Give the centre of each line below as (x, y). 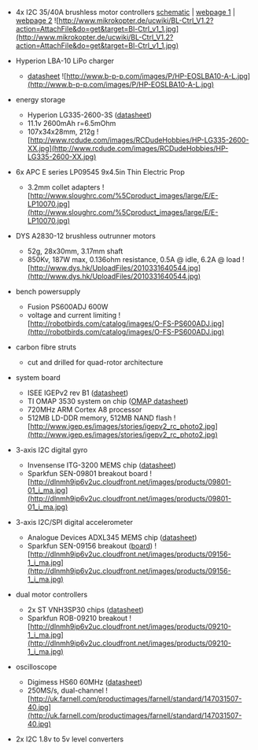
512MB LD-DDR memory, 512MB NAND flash (100, 418)
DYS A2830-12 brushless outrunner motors (85, 236)
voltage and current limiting (72, 315)
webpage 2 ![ (37, 20)
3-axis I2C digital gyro (52, 450)
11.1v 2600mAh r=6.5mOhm (72, 123)
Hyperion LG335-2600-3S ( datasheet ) (89, 115)
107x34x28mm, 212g (61, 131)
